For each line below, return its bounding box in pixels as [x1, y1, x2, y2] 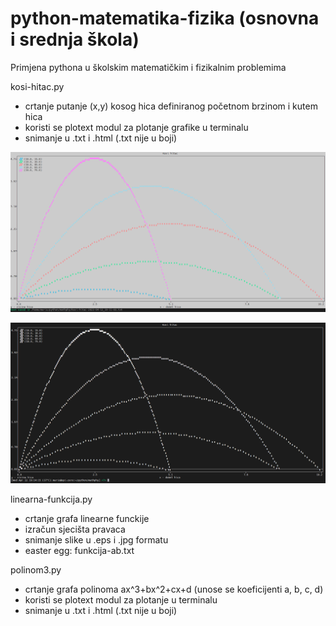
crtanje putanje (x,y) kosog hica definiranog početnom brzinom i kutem [24, 100, 318, 112]
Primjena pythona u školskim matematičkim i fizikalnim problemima [10, 61, 287, 73]
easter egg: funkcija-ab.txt [24, 545, 135, 557]
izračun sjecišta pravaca [24, 523, 126, 536]
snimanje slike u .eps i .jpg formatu [24, 534, 169, 546]
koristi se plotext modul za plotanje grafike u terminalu [24, 121, 249, 133]
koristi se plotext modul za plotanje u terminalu [24, 594, 218, 606]
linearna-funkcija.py [10, 493, 93, 506]
